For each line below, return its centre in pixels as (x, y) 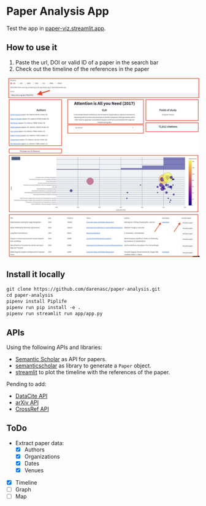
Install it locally (36, 274)
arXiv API (27, 402)
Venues (34, 470)
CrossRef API (32, 408)
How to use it (32, 48)
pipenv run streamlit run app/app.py (55, 314)
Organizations (42, 456)
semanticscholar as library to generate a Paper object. (83, 366)
